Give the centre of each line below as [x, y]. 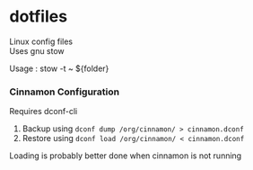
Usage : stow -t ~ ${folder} [59, 68]
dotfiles [39, 17]
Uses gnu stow [37, 50]
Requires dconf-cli [44, 112]
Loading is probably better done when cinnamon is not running [126, 156]
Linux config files [41, 41]
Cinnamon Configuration [64, 92]
